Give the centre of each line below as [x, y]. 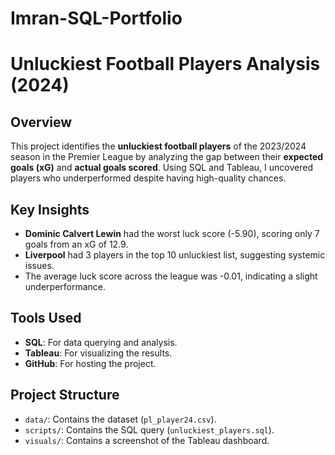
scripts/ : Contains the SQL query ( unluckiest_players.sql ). [149, 429]
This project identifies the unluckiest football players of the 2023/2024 [158, 146]
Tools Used [46, 318]
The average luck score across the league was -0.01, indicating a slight [171, 276]
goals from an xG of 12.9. [76, 244]
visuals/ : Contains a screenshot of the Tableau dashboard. [147, 440]
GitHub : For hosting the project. [90, 363]
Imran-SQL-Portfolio [96, 18]
